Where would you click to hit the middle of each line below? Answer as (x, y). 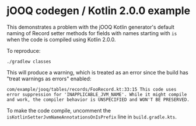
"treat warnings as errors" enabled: (49, 79)
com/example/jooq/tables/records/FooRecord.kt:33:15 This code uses (92, 89)
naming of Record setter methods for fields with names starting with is (92, 33)
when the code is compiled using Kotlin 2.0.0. (61, 39)
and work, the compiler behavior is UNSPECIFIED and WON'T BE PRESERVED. (98, 100)
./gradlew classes (29, 62)
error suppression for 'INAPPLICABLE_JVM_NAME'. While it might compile (97, 94)
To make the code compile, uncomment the (59, 110)
